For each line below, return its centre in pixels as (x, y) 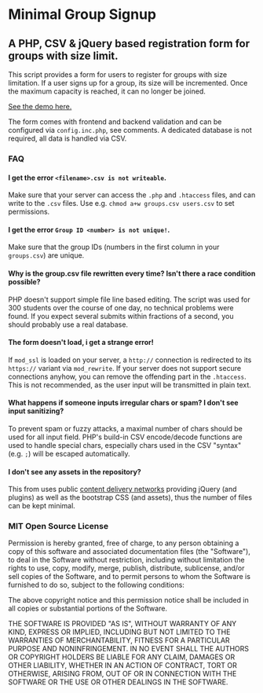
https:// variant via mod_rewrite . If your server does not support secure (125, 368)
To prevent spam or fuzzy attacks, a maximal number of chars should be (126, 428)
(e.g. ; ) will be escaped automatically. (69, 453)
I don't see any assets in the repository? (75, 471)
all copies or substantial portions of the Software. (88, 609)
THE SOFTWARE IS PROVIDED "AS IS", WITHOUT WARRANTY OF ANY (122, 624)
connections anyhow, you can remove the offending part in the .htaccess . (127, 376)
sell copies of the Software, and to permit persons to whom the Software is (130, 577)
